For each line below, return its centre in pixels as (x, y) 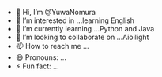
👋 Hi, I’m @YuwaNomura (56, 12)
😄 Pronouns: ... (41, 57)
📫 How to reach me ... (52, 46)
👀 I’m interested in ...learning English (75, 20)
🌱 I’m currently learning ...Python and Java (85, 29)
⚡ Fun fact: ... (37, 66)
